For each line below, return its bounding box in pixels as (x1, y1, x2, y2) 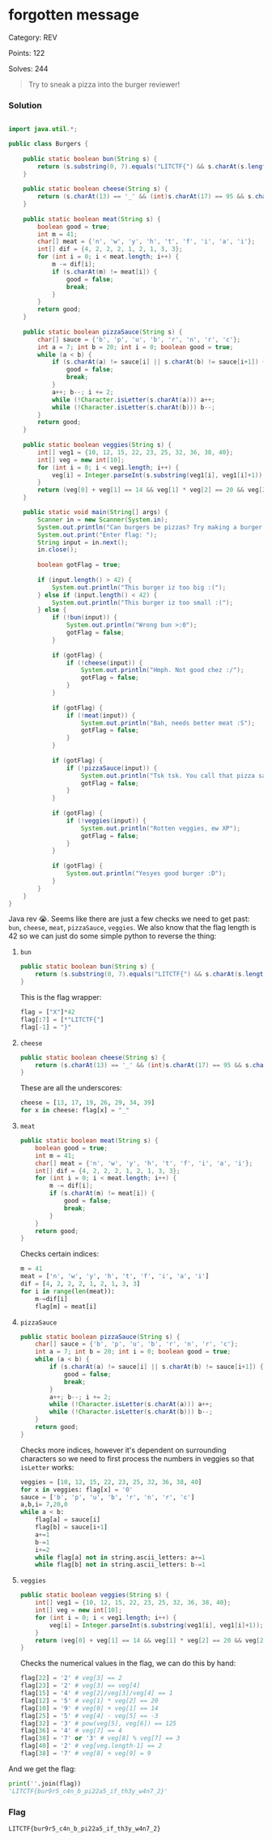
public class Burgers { (8, 140, 89, 148)
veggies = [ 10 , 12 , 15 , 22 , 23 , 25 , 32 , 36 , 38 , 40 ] (19, 1477, 202, 1486)
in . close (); (37, 546, 79, 554)
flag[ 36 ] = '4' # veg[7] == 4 (19, 1727, 123, 1735)
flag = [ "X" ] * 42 (19, 1008, 75, 1017)
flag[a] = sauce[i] (35, 1516, 101, 1524)
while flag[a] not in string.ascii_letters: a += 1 (35, 1553, 206, 1562)
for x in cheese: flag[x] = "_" (19, 1107, 130, 1115)
